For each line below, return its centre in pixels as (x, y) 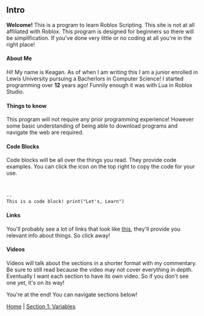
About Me (19, 58)
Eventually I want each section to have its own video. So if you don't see (97, 276)
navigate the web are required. (45, 133)
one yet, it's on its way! (36, 282)
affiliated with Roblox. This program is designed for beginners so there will (100, 31)
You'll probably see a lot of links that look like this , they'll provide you (93, 229)
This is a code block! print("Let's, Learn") (65, 202)
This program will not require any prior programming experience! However (100, 120)
